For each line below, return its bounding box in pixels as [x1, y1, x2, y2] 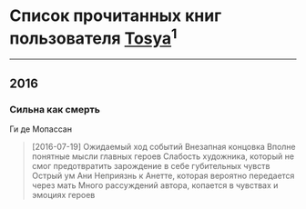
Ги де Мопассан [9, 124, 73, 134]
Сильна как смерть [9, 103, 100, 115]
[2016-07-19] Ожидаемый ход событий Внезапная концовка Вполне [31, 141, 296, 152]
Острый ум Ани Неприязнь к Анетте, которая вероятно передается [31, 170, 295, 181]
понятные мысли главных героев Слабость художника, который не [31, 151, 294, 162]
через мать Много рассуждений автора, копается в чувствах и [31, 179, 279, 191]
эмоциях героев [31, 189, 96, 200]
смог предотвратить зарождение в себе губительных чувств [31, 160, 270, 171]
